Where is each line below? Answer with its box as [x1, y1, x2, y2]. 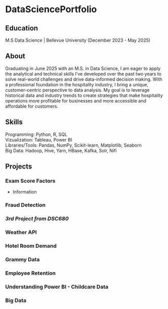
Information [12, 189, 37, 195]
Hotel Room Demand [5, 243, 57, 249]
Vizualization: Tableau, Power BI [5, 136, 72, 143]
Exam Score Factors [5, 177, 56, 184]
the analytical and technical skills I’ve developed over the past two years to [5, 71, 162, 77]
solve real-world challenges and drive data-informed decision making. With [5, 76, 163, 82]
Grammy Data [5, 256, 40, 263]
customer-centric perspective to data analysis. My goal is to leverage [5, 87, 150, 93]
